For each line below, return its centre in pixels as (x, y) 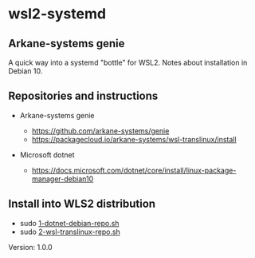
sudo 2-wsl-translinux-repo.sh (70, 232)
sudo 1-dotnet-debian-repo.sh (69, 223)
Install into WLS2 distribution (82, 204)
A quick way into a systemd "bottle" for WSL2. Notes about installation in (128, 62)
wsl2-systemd (57, 14)
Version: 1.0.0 (31, 247)
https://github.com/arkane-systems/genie (100, 131)
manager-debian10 (63, 179)
